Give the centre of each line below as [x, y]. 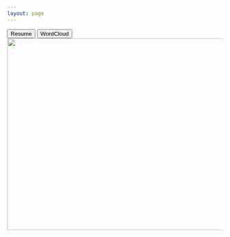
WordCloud [55, 34]
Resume [21, 34]
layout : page [26, 13]
